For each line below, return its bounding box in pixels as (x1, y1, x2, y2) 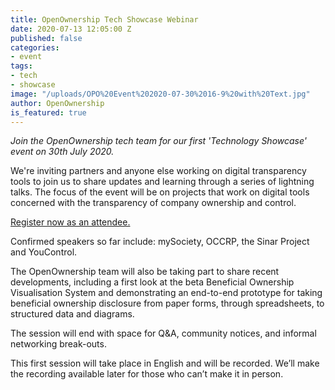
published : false (10, 33, 83, 43)
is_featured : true (10, 107, 87, 118)
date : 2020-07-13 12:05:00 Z (10, 24, 132, 34)
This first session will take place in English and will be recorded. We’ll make (10, 357, 320, 370)
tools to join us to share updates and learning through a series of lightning (10, 176, 315, 188)
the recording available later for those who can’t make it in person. (10, 368, 284, 380)
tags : (10, 61, 33, 71)
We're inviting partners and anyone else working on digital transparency (10, 165, 307, 177)
